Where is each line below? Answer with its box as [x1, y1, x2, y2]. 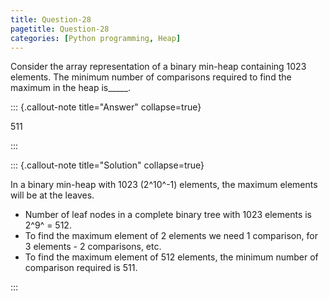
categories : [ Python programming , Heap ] [10, 33, 182, 43]
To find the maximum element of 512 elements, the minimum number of [24, 251, 319, 263]
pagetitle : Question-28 [10, 24, 110, 34]
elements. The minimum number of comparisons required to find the [10, 71, 292, 83]
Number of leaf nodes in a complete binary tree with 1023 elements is [24, 209, 312, 221]
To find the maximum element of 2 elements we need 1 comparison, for [24, 230, 318, 242]
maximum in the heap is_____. [10, 82, 132, 94]
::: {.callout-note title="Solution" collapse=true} [10, 159, 205, 171]
